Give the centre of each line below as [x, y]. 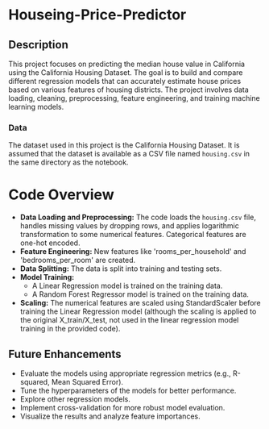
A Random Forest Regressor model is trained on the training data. [141, 294]
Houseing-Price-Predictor [97, 15]
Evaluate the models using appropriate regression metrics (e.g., [125, 373]
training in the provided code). [70, 329]
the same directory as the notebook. [68, 162]
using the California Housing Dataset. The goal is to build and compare [126, 73]
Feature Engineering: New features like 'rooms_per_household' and [133, 252]
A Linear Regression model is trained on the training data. [127, 286]
